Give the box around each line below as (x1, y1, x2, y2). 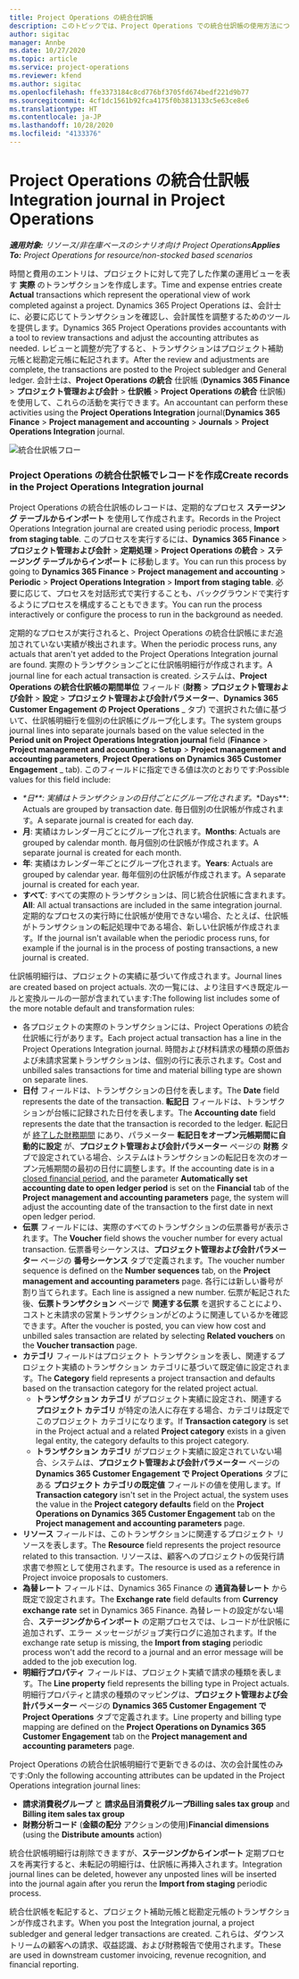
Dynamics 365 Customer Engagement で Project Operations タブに (35, 1468, 289, 1479)
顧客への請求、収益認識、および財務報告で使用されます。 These (47, 1940, 282, 1950)
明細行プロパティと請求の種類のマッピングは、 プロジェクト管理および (21, 1689, 280, 1700)
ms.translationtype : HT (9, 104, 98, 113)
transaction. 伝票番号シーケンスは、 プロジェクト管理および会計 (21, 1244, 256, 1255)
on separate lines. (21, 1075, 88, 1085)
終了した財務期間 (32, 1130, 96, 1141)
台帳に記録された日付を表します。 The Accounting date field (53, 1108, 277, 1118)
